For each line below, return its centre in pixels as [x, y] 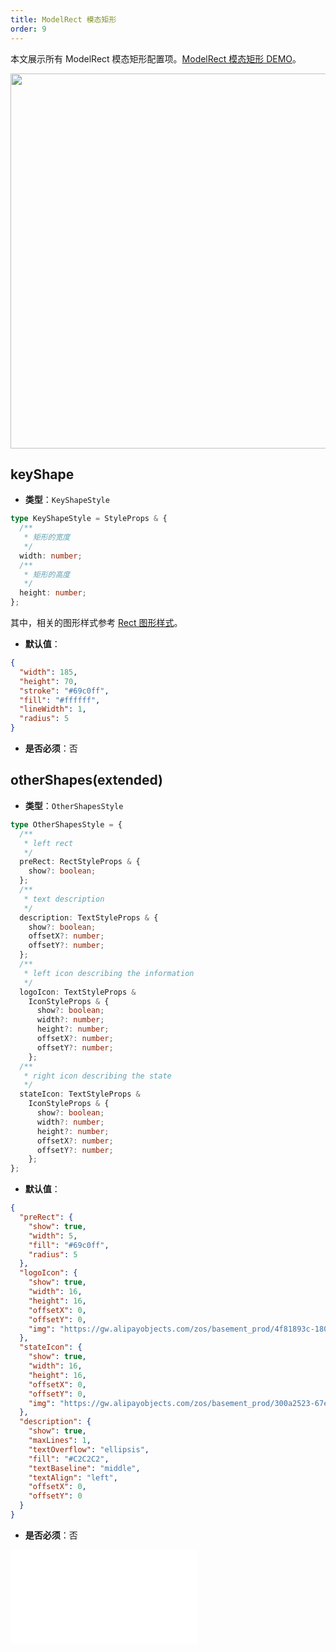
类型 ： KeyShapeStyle [67, 500]
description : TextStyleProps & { [89, 917]
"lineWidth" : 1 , [53, 709]
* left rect [48, 843]
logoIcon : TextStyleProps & [78, 992]
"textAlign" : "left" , [73, 1477]
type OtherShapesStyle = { [66, 824]
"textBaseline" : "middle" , [84, 1468]
